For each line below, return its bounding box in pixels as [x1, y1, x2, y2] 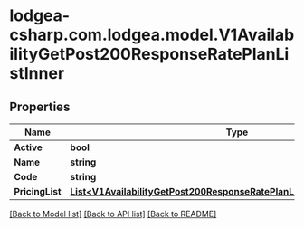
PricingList [14, 185, 62, 197]
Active [14, 141, 43, 154]
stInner [9, 63, 65, 84]
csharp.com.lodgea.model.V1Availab [9, 24, 295, 45]
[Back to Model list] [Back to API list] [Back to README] [9, 209, 217, 219]
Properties [9, 99, 71, 114]
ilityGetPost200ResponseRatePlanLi [9, 44, 290, 64]
